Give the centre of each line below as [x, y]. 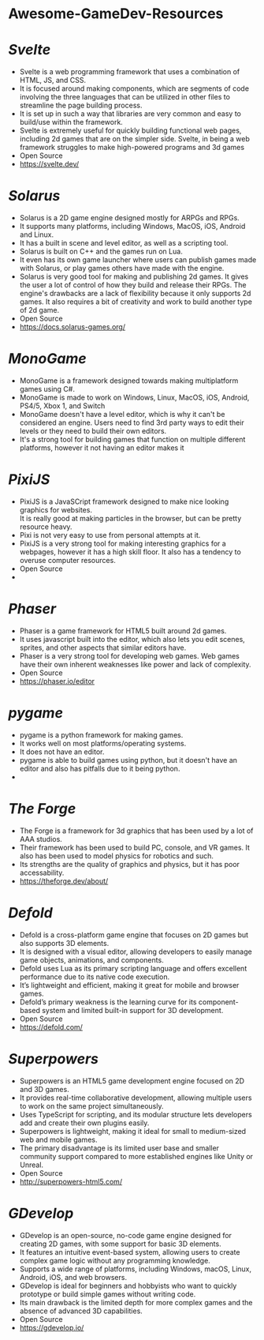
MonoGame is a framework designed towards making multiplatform [129, 381]
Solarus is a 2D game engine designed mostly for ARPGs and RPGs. [130, 218]
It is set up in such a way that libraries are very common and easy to [130, 114]
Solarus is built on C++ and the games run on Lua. [101, 251]
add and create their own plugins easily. [84, 1123]
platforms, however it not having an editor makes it [102, 448]
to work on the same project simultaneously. [91, 1105]
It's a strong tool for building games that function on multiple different [132, 439]
